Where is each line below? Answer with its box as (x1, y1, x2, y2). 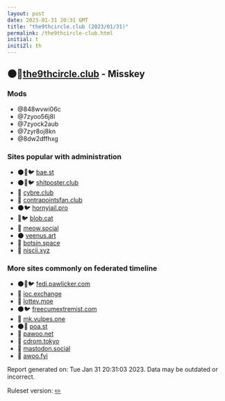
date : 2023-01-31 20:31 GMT (7, 17, 89, 24)
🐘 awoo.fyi (17, 352, 49, 360)
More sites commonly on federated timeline (7, 263, 158, 273)
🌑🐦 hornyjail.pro (17, 203, 68, 212)
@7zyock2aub (17, 120, 59, 128)
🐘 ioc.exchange (17, 290, 62, 298)
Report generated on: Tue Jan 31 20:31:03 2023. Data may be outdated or (7, 366, 219, 374)
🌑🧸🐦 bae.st (17, 167, 54, 176)
